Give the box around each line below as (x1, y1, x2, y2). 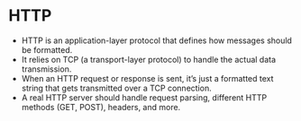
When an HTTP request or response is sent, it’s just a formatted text (21, 73, 274, 83)
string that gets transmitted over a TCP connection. (21, 82, 213, 93)
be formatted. (21, 44, 73, 55)
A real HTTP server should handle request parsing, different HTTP (21, 91, 268, 103)
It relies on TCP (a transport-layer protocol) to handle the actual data (21, 54, 277, 65)
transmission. (21, 64, 72, 74)
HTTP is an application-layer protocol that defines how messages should (21, 35, 292, 46)
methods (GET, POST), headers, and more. (21, 101, 181, 112)
